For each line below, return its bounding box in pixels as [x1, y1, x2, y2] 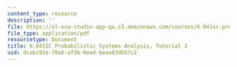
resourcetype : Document [7, 36, 78, 43]
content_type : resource [7, 10, 78, 17]
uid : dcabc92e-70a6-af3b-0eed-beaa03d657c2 [7, 50, 138, 57]
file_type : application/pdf [7, 29, 90, 37]
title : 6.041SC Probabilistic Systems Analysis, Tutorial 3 [7, 43, 188, 50]
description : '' [7, 17, 55, 24]
